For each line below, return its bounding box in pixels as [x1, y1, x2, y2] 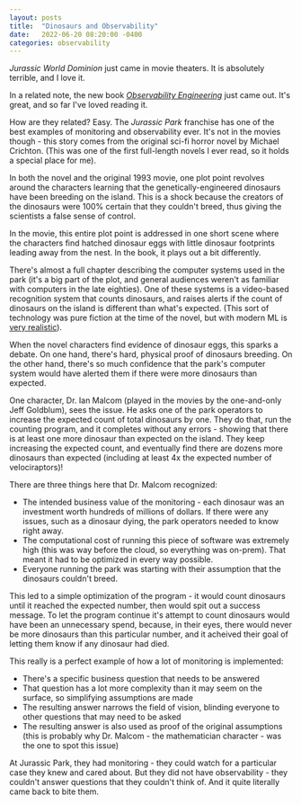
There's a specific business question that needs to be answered [22, 674, 261, 684]
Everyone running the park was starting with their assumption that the [22, 564, 281, 575]
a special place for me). [9, 155, 97, 166]
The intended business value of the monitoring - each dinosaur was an [22, 496, 285, 508]
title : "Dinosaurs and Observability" [9, 22, 159, 31]
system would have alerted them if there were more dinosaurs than [9, 368, 258, 379]
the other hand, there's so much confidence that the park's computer [9, 359, 266, 370]
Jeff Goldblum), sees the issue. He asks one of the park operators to [9, 405, 263, 415]
